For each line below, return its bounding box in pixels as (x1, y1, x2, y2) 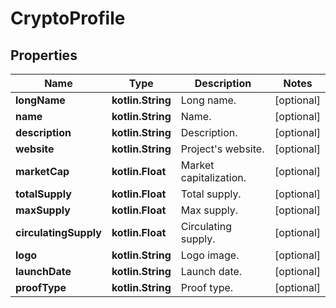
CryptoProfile (10, 7, 126, 30)
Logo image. (180, 248, 240, 262)
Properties (10, 47, 78, 64)
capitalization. (180, 171, 247, 184)
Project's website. (180, 142, 265, 156)
